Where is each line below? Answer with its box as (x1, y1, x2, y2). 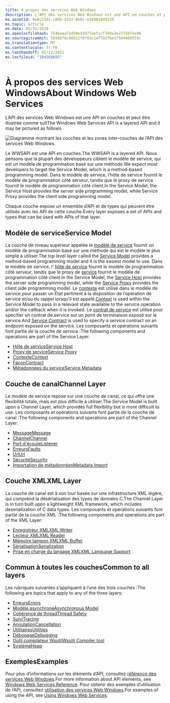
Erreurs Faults (12, 446, 41, 452)
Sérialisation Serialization (12, 543, 64, 549)
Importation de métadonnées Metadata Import (12, 462, 108, 468)
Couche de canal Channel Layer (5, 379, 106, 388)
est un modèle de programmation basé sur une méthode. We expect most (5, 161, 158, 167)
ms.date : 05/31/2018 (5, 26, 49, 31)
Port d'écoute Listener (12, 440, 58, 446)
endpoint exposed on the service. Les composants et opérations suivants (5, 323, 158, 329)
